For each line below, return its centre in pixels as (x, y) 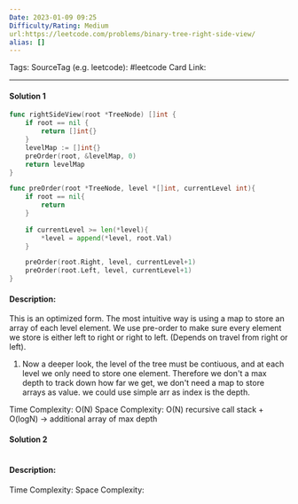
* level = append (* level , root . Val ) (107, 238)
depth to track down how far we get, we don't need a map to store (143, 383)
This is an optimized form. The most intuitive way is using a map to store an (147, 319)
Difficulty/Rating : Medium (59, 26)
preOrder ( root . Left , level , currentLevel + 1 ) (109, 271)
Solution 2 (28, 439)
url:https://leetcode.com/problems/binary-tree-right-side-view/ (132, 34)
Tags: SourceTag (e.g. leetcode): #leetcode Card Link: (108, 67)
